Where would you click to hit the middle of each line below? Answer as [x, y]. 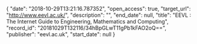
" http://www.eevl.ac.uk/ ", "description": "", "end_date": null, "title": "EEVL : [99, 15]
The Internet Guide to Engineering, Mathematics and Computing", [87, 21]
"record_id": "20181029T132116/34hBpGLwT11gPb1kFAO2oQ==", [86, 28]
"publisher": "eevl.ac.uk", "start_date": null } [61, 34]
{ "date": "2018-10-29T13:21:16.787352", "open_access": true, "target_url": [98, 9]
